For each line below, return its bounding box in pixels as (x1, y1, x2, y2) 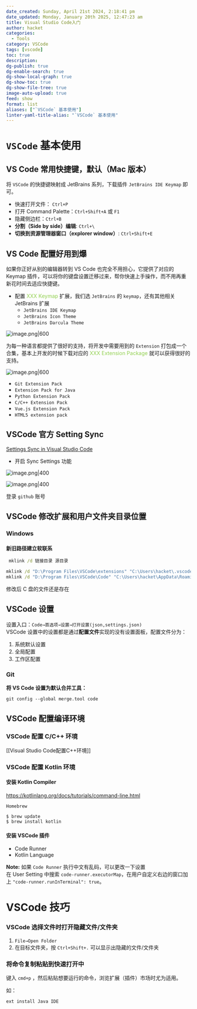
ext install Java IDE (6, 998, 59, 1004)
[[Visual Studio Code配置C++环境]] (6, 746, 91, 754)
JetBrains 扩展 (14, 300, 50, 307)
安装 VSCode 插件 (6, 831, 50, 838)
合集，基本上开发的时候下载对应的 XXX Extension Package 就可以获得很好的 (6, 350, 191, 357)
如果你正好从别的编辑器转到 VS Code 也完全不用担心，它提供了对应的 (6, 265, 174, 272)
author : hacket (6, 25, 43, 31)
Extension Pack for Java (14, 387, 76, 393)
